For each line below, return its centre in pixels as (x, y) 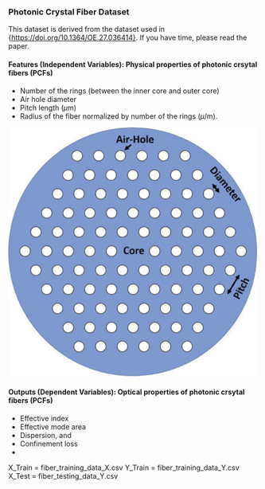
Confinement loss (49, 444)
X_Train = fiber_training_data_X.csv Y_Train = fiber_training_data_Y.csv (124, 467)
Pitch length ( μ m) (48, 108)
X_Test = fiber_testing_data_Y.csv (63, 475)
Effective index (44, 418)
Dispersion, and (45, 435)
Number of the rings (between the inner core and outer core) (120, 91)
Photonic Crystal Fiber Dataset (69, 12)
